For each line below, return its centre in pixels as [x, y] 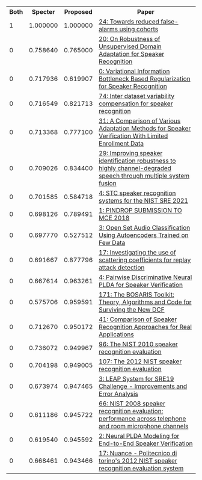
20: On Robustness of [130, 39]
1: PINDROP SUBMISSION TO [140, 210]
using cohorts [139, 29]
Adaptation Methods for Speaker [145, 128]
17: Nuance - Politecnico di [138, 453]
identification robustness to [137, 161]
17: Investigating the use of [137, 252]
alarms [109, 29]
